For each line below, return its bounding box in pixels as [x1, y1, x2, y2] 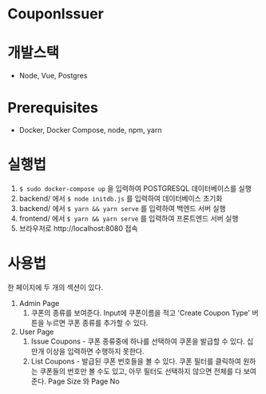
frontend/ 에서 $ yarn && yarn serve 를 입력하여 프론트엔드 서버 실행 [18, 213, 239, 223]
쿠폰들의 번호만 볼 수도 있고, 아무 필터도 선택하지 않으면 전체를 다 [39, 366, 242, 376]
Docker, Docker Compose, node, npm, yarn [18, 125, 162, 135]
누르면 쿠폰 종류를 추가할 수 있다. [46, 317, 149, 328]
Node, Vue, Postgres [18, 71, 88, 81]
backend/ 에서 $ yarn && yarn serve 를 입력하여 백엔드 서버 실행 [18, 204, 226, 213]
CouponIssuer [7, 5, 105, 23]
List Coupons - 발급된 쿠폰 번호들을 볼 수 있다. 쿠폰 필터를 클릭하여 [30, 356, 241, 366]
